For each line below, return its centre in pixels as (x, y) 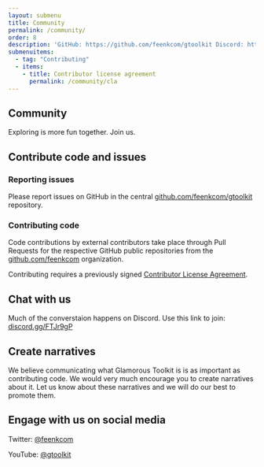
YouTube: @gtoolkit (40, 454)
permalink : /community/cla (73, 81)
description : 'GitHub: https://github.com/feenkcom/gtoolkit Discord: (126, 45)
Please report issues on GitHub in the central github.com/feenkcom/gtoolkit (130, 196)
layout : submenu (35, 15)
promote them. (32, 395)
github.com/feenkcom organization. (66, 259)
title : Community (37, 23)
